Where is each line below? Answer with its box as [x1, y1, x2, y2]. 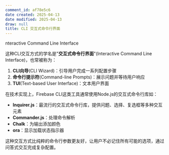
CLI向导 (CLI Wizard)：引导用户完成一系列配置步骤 [12, 68, 117, 74]
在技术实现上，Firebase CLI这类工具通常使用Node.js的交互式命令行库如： [5, 91, 158, 97]
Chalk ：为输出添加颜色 [12, 121, 61, 127]
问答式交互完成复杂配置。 [5, 144, 59, 150]
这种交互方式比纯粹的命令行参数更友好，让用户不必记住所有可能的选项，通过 [5, 138, 164, 144]
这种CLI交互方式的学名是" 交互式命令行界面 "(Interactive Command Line [5, 51, 152, 57]
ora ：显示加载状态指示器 [12, 127, 65, 133]
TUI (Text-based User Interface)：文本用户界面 [12, 81, 109, 87]
